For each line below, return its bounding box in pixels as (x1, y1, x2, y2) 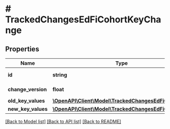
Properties (5, 45, 39, 53)
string (52, 71, 67, 78)
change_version (8, 86, 47, 93)
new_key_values (8, 106, 48, 112)
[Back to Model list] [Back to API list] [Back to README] (5, 118, 121, 124)
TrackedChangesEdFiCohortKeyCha (5, 14, 161, 25)
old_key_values (8, 97, 46, 104)
